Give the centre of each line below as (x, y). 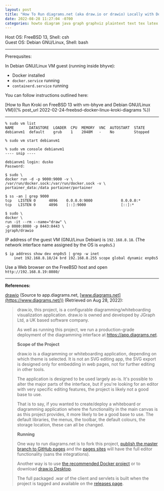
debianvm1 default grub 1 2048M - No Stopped (77, 132)
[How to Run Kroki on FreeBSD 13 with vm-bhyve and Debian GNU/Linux (78, 105)
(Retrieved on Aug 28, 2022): (94, 300)
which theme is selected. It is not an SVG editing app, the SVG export (86, 359)
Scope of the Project (38, 344)
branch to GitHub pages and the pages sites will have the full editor (85, 449)
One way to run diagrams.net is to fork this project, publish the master (87, 444)
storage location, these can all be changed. (60, 425)
